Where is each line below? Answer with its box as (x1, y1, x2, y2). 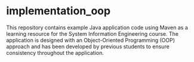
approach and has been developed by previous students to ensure (6, 43, 170, 50)
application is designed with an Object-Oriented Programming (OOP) (6, 36, 175, 44)
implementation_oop (6, 4, 111, 18)
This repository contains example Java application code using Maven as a (6, 24, 188, 31)
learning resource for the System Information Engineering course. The (6, 30, 179, 37)
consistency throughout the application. (6, 49, 104, 56)
